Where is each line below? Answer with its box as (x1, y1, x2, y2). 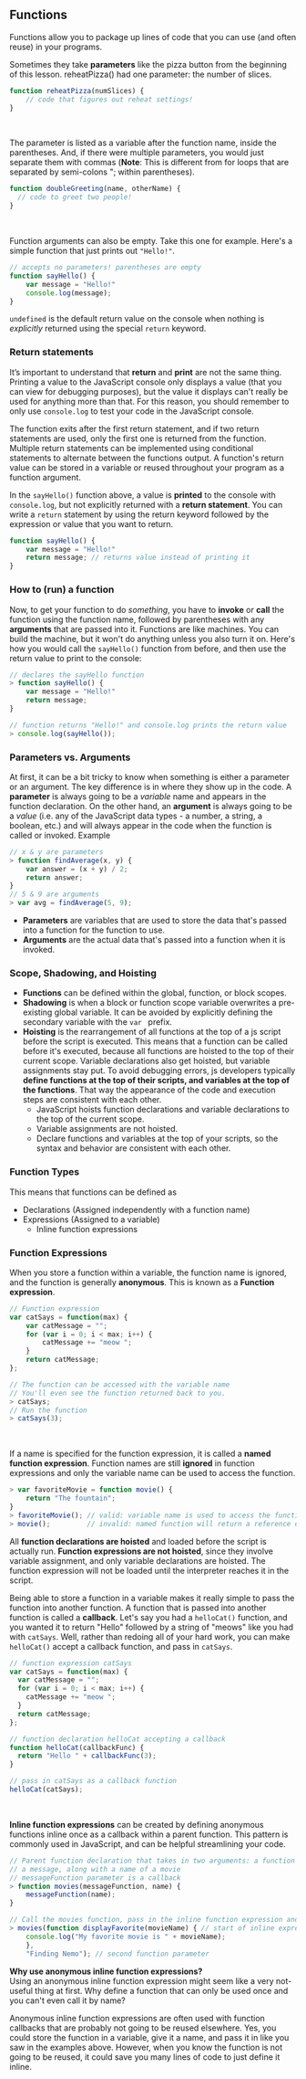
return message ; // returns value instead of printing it (25, 553, 250, 563)
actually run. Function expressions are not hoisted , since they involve (9, 1546, 273, 1557)
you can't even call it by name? (9, 1995, 126, 2006)
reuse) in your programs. (9, 41, 103, 52)
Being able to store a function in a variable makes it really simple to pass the (9, 1592, 295, 1603)
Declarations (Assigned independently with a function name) (22, 1204, 250, 1215)
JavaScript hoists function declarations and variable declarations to (36, 1104, 290, 1115)
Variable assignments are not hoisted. (36, 1124, 178, 1134)
